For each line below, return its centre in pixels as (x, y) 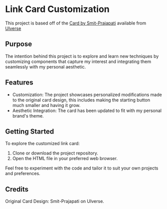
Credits (17, 189)
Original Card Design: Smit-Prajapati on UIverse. (55, 201)
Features (19, 83)
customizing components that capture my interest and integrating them (78, 61)
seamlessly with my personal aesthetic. (46, 66)
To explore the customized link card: (42, 143)
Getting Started (30, 131)
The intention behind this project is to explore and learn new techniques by (82, 56)
